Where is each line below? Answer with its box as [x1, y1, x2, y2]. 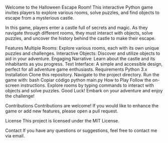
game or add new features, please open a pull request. [5, 108, 118, 114]
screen [5, 82, 20, 88]
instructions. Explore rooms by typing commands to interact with [20, 82, 154, 88]
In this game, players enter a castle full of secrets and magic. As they [5, 25, 148, 31]
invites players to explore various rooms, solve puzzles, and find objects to [5, 10, 159, 16]
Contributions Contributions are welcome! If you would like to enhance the [5, 103, 159, 108]
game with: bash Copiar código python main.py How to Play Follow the [5, 77, 151, 83]
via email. [5, 133, 25, 138]
